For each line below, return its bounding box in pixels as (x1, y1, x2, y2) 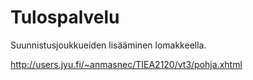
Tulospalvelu (10, 6, 120, 29)
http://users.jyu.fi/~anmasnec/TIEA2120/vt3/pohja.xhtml (10, 58, 243, 70)
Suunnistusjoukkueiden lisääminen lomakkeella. (10, 39, 207, 51)
